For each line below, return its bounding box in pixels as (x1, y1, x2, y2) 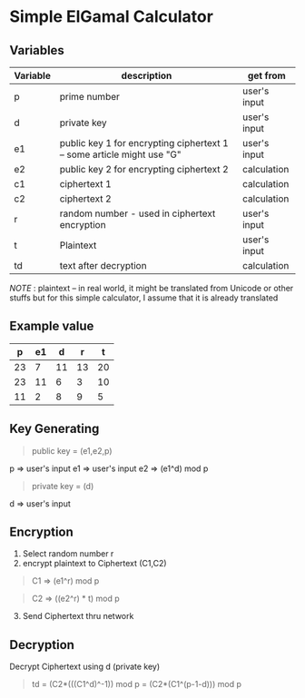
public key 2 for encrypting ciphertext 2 (59, 163, 229, 175)
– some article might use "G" (59, 148, 182, 161)
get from (248, 70, 286, 82)
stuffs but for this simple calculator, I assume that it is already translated (9, 292, 279, 303)
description (121, 70, 172, 82)
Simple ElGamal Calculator (9, 6, 213, 27)
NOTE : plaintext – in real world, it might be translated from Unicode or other (9, 283, 294, 293)
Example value (9, 319, 94, 334)
